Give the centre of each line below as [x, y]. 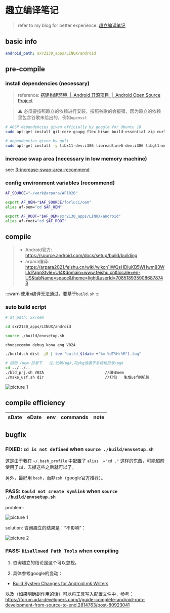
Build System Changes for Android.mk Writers [60, 583]
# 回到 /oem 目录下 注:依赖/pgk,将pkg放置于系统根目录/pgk [65, 363]
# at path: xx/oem [25, 317]
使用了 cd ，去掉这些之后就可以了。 [41, 467]
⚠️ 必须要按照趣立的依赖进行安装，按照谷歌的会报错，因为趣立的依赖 [89, 111]
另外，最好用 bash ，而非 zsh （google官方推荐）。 [55, 478]
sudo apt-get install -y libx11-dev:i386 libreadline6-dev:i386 [74, 146]
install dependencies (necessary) [47, 83]
